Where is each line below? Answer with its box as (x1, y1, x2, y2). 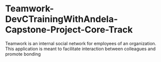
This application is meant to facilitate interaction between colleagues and (5, 46, 156, 52)
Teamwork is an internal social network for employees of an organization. (5, 40, 156, 46)
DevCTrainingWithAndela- (5, 13, 118, 25)
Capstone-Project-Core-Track (5, 24, 133, 35)
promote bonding (5, 51, 41, 57)
